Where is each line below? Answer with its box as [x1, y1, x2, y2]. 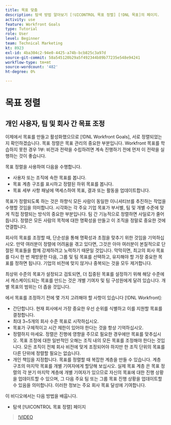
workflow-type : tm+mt [5, 60, 52, 65]
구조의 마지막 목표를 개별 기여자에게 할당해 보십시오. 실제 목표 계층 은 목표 [12, 363, 160, 369]
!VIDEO [17, 414, 33, 420]
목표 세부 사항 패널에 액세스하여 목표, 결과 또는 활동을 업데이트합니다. [12, 187, 151, 193]
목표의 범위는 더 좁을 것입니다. [10, 284, 71, 290]
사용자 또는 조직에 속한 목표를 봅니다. [12, 175, 87, 180]
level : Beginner [5, 36, 40, 41]
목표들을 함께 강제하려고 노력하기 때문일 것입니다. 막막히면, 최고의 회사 [14, 247, 155, 253]
